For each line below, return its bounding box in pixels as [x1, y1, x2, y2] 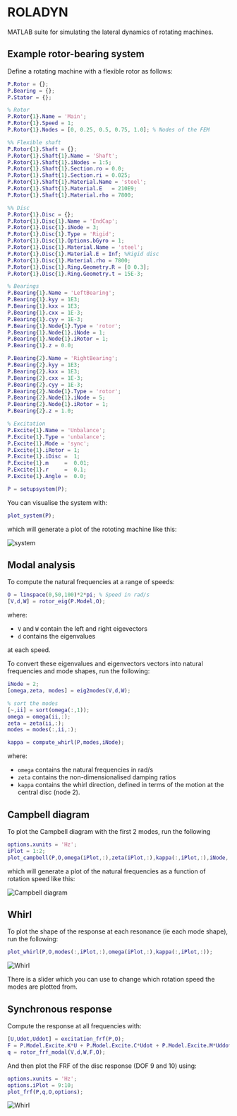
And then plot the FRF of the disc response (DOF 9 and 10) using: [7, 1062, 197, 1070]
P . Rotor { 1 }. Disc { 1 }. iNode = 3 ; [7, 224, 99, 231]
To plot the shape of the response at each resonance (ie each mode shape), [7, 927, 228, 936]
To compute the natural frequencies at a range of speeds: [7, 578, 175, 586]
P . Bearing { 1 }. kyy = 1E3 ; [7, 296, 80, 303]
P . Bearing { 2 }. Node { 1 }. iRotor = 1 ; [7, 401, 109, 408]
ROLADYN [7, 4, 68, 21]
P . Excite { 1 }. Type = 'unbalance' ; [7, 433, 106, 441]
